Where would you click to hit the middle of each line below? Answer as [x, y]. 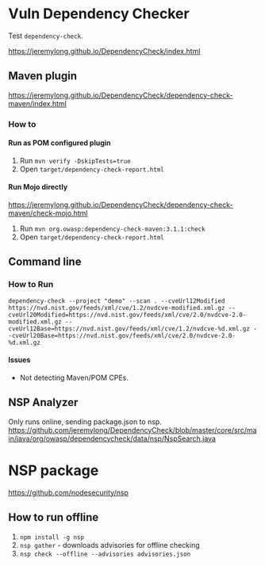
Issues [19, 360]
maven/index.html [38, 103]
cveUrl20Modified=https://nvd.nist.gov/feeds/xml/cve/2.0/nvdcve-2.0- [127, 315]
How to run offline [54, 517]
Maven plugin [43, 76]
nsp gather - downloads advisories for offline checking [109, 545]
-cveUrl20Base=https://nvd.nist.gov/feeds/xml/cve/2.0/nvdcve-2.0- [122, 335]
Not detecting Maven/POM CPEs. [74, 377]
